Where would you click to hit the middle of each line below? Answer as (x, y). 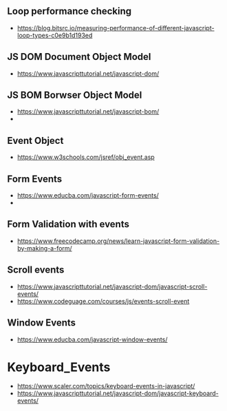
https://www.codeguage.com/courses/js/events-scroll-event (103, 301)
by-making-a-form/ (44, 248)
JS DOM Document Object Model (79, 57)
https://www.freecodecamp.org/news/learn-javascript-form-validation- (118, 241)
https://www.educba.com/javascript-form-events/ (88, 196)
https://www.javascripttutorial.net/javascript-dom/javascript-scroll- (112, 286)
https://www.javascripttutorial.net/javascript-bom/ (88, 112)
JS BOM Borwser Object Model (75, 95)
